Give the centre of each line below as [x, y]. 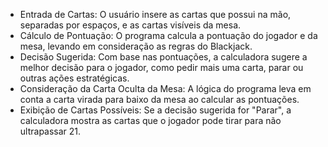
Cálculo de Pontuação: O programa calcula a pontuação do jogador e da [168, 35]
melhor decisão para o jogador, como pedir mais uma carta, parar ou [161, 67]
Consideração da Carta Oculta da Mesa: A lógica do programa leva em [165, 88]
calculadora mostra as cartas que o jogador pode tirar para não [150, 120]
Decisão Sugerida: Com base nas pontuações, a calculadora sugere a [163, 57]
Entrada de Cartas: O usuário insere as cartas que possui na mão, [155, 14]
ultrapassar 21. [50, 131]
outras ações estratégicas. [74, 78]
